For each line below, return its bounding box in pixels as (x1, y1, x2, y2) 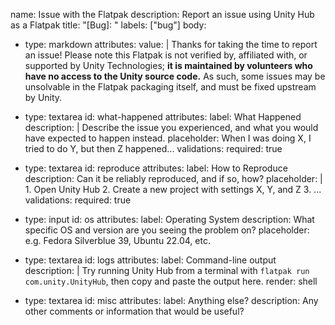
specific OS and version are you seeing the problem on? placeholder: (24, 224, 310, 236)
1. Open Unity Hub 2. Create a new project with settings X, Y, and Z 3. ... (24, 184, 322, 195)
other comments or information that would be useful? (24, 305, 245, 317)
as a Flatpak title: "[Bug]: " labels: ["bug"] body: (10, 19, 207, 31)
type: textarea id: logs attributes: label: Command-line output (24, 254, 277, 266)
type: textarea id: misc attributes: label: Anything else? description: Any (24, 295, 319, 306)
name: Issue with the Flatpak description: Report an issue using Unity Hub (10, 9, 315, 20)
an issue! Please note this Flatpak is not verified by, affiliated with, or (24, 49, 308, 61)
